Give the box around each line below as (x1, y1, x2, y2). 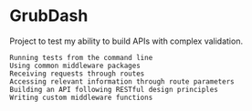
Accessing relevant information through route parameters (9, 76, 235, 86)
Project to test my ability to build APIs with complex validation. (9, 35, 244, 46)
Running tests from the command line (9, 53, 153, 62)
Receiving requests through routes (9, 69, 145, 78)
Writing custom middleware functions (9, 93, 153, 102)
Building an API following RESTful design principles (9, 85, 219, 94)
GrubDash (9, 5, 89, 26)
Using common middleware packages (9, 61, 142, 70)
